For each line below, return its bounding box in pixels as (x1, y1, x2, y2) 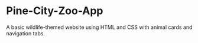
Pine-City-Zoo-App (6, 4, 103, 18)
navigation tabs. (6, 29, 46, 37)
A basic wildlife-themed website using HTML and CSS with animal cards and (6, 24, 193, 31)
